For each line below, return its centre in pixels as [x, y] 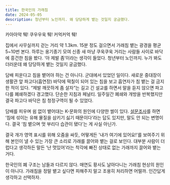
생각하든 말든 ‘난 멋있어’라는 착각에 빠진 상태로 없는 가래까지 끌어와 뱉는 [90, 147]
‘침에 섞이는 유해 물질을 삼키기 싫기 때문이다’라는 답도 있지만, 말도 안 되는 [78, 118]
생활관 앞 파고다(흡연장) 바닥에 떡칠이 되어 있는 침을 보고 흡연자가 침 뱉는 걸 [80, 81]
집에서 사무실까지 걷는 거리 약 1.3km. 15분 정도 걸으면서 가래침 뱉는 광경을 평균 [83, 45]
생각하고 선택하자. [23, 177]
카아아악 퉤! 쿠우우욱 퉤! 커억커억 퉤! [41, 35]
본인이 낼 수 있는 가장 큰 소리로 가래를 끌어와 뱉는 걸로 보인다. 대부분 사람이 [85, 141]
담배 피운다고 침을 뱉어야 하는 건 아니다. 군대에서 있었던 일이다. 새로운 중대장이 [83, 75]
